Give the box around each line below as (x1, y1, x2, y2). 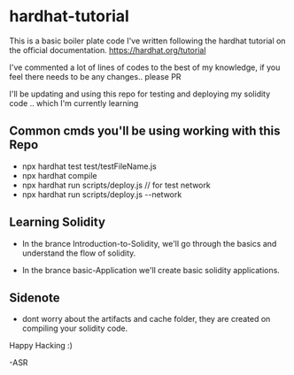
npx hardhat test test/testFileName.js (21, 161, 157, 172)
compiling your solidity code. (21, 323, 128, 333)
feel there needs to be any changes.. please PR (9, 71, 182, 81)
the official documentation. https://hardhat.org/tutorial (9, 44, 206, 55)
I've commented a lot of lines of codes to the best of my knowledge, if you (9, 62, 281, 73)
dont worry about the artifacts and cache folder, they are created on (21, 314, 271, 325)
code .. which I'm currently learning (9, 97, 139, 108)
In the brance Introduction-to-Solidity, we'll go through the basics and (21, 238, 277, 249)
